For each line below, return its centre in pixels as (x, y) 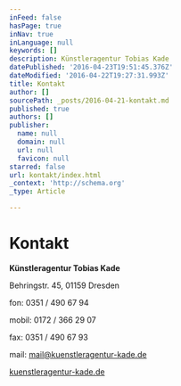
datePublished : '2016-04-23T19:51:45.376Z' (91, 68)
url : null (35, 150)
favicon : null (43, 158)
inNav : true (31, 34)
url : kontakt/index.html (55, 175)
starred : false (37, 167)
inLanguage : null (41, 42)
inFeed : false (36, 17)
